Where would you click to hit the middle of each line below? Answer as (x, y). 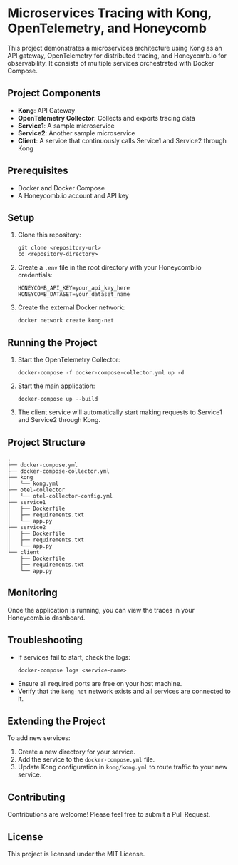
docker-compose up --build (58, 399)
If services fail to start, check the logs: (74, 657)
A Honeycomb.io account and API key (73, 195)
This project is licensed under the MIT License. (76, 854)
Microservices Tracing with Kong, (109, 13)
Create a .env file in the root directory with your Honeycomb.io (109, 267)
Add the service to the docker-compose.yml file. (86, 759)
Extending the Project (56, 721)
